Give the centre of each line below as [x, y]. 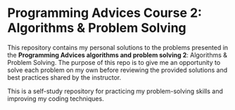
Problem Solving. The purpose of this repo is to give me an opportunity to [114, 62]
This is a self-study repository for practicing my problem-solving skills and [115, 91]
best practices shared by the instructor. [64, 77]
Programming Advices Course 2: [105, 13]
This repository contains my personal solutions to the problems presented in [118, 47]
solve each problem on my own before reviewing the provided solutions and [118, 70]
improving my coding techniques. [56, 98]
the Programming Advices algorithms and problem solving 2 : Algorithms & [117, 55]
